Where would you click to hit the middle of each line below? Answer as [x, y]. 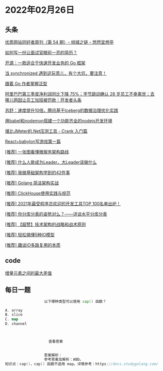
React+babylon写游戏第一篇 [33, 141]
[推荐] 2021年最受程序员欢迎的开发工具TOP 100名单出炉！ [63, 204]
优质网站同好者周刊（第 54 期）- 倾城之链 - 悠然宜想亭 [59, 42]
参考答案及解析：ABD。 [64, 360]
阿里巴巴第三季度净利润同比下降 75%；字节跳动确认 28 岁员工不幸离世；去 [80, 94]
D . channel [16, 324]
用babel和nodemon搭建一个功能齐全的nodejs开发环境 [59, 121]
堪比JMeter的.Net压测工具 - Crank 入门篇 [46, 131]
